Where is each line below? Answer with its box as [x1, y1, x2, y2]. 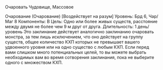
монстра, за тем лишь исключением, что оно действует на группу [5, 34, 144, 40]
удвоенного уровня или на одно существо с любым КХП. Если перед [5, 44, 149, 50]
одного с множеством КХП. [5, 60, 63, 65]
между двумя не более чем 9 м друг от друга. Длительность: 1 [5, 24, 137, 29]
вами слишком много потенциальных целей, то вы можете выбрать [5, 49, 147, 55]
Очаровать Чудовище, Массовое [5, 4, 74, 10]
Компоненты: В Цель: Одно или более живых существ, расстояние [18, 19, 158, 24]
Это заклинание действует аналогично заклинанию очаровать [23, 29, 154, 34]
